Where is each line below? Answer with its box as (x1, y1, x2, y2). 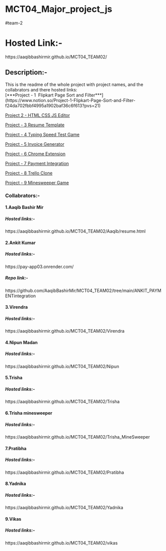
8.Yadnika (5, 481, 26, 487)
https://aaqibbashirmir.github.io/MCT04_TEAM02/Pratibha (5, 469, 124, 475)
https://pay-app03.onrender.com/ (5, 264, 74, 270)
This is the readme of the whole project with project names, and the (5, 81, 144, 88)
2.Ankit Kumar (5, 240, 36, 246)
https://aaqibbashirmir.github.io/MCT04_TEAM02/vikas (5, 540, 118, 546)
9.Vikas (5, 516, 21, 522)
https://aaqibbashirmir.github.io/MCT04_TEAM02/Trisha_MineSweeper (5, 434, 150, 440)
